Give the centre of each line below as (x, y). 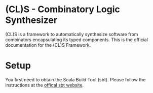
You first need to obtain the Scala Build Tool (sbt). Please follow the (75, 79)
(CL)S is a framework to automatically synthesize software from (72, 34)
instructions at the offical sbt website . (45, 85)
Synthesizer (31, 20)
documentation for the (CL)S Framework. (48, 45)
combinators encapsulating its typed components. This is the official (77, 40)
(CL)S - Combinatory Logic (63, 9)
